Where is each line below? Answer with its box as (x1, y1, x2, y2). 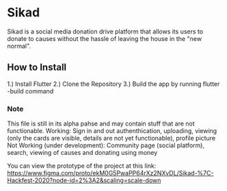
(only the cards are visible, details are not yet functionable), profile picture (7, 134, 216, 143)
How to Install (7, 61, 67, 73)
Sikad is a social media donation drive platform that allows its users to (7, 27, 204, 35)
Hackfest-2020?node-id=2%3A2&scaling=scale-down (7, 176, 161, 185)
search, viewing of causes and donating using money (7, 149, 158, 157)
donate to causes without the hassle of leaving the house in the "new (7, 34, 202, 42)
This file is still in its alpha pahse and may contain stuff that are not (7, 119, 195, 128)
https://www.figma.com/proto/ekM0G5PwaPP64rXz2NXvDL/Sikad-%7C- (7, 169, 214, 177)
